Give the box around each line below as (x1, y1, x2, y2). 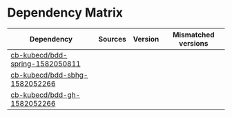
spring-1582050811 (10, 59, 81, 69)
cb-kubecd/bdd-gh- (10, 90, 81, 100)
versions (179, 38, 209, 48)
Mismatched (172, 30, 215, 39)
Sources (98, 34, 126, 44)
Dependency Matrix (7, 5, 123, 21)
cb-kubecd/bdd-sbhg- (10, 70, 88, 80)
